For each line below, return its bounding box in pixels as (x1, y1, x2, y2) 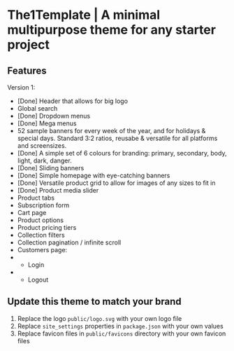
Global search (17, 104, 58, 112)
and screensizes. (17, 142, 67, 150)
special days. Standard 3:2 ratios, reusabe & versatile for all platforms (17, 134, 218, 142)
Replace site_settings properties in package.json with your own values (17, 322, 224, 330)
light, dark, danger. (17, 156, 72, 165)
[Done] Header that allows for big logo (17, 97, 128, 105)
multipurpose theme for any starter (7, 22, 217, 38)
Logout (27, 275, 49, 284)
